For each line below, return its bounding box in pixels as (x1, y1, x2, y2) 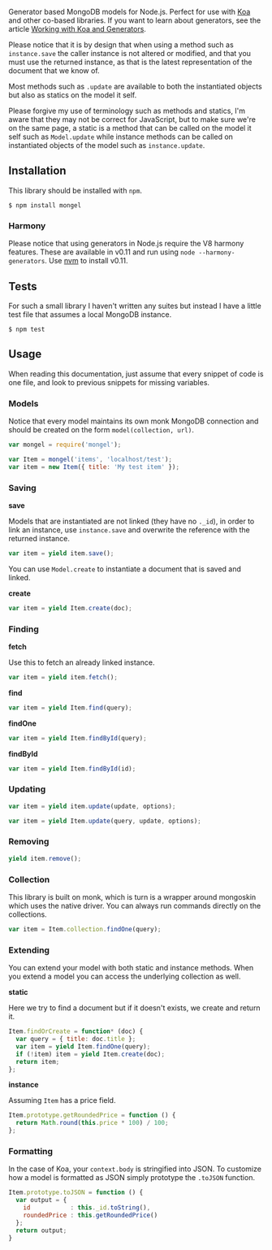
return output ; (15, 1226, 67, 1235)
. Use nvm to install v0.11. (44, 256, 128, 266)
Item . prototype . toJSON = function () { (8, 1188, 144, 1197)
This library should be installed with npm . (8, 185, 142, 195)
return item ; (15, 1057, 60, 1066)
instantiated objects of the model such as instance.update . (8, 141, 205, 150)
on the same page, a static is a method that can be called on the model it (8, 124, 252, 132)
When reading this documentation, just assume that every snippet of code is (8, 369, 264, 379)
